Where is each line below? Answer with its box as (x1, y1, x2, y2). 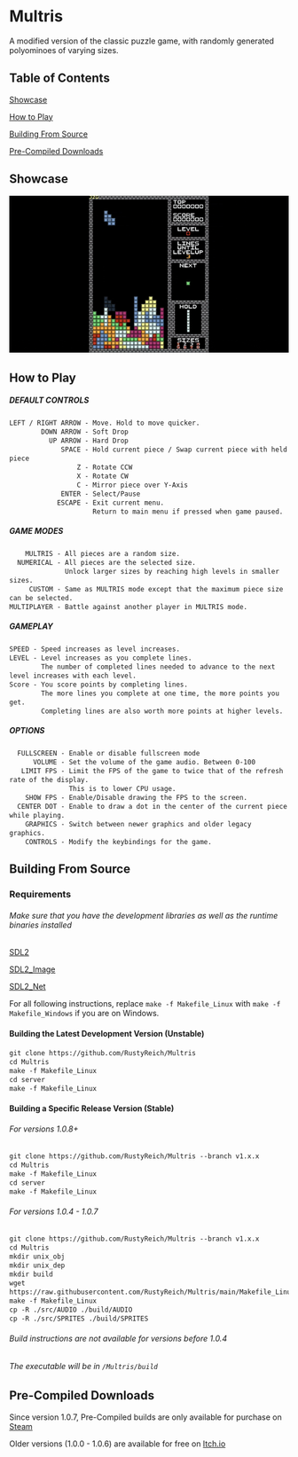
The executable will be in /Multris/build (9, 1360, 158, 1371)
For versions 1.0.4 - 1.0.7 (9, 1206, 98, 1217)
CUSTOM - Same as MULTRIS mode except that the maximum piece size (28, 584, 284, 593)
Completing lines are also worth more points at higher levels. (41, 707, 284, 716)
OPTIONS (9, 725, 45, 736)
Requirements (9, 889, 72, 901)
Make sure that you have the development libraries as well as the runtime (9, 910, 278, 920)
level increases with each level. (9, 671, 137, 680)
